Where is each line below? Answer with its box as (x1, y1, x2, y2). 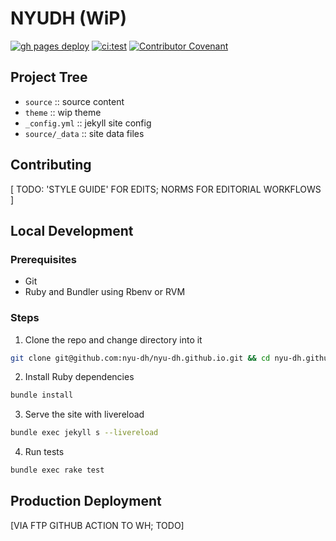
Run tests (24, 446, 65, 458)
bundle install (10, 390, 74, 401)
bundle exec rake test (10, 465, 105, 476)
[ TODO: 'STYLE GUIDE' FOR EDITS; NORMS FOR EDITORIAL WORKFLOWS (10, 183, 322, 195)
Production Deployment (10, 493, 162, 510)
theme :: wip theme (24, 106, 102, 118)
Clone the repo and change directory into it (24, 333, 203, 346)
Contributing (10, 157, 92, 174)
